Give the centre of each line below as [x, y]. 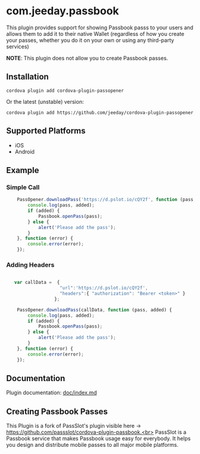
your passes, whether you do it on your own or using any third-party [90, 40]
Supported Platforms [46, 131]
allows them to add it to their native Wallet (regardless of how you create [95, 33]
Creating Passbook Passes [57, 411]
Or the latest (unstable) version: [45, 101]
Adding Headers [30, 265]
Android [24, 152]
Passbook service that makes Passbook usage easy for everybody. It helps [99, 438]
